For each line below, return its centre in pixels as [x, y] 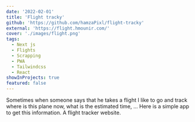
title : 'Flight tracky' [36, 17]
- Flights [23, 50]
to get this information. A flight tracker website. [64, 113]
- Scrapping [26, 56]
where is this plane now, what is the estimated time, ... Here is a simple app [98, 106]
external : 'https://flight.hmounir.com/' [58, 28]
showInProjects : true [33, 78]
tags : [13, 39]
